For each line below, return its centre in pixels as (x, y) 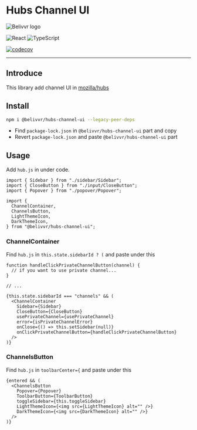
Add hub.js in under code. (38, 170)
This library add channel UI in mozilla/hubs (58, 87)
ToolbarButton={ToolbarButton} (55, 396)
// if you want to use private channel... (64, 270)
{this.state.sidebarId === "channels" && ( (60, 296)
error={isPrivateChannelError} (55, 322)
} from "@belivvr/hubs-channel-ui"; (51, 227)
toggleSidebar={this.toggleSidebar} (62, 401)
